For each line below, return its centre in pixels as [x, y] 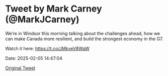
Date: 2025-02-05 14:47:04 [34, 58]
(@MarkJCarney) [42, 19]
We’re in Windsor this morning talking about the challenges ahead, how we [83, 33]
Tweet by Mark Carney [54, 9]
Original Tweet [20, 68]
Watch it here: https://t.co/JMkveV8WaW [47, 48]
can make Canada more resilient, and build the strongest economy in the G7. [84, 39]
